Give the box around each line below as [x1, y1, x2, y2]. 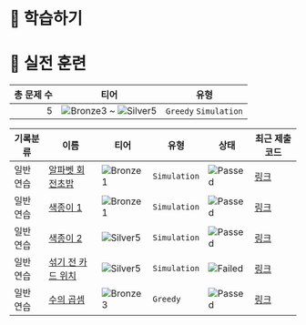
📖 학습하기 [9, 8, 84, 29]
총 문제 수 [14, 88, 53, 101]
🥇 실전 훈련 [9, 54, 87, 74]
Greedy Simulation [165, 107, 243, 117]
